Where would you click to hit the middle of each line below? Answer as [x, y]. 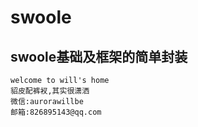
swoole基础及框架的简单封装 [99, 56]
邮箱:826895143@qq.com [56, 112]
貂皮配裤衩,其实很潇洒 [50, 91]
